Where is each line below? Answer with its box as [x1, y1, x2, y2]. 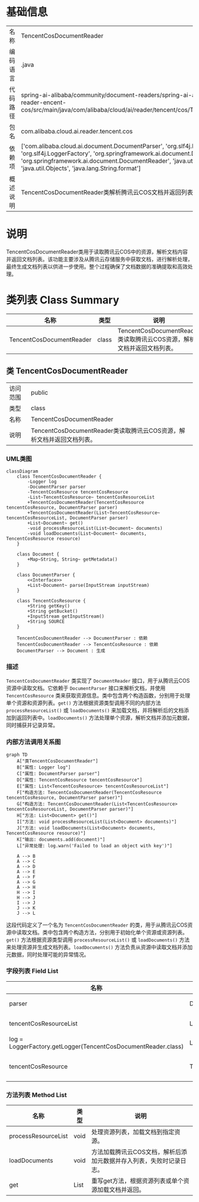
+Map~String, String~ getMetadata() [27, 556, 118, 563]
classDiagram [6, 468, 38, 474]
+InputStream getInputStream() [27, 613, 105, 619]
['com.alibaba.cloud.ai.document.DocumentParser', [21, 142, 165, 150]
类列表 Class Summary [6, 294, 120, 307]
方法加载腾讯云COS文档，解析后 [91, 1148, 182, 1156]
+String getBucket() [27, 608, 78, 614]
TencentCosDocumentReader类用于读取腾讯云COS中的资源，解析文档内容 [6, 248, 188, 255]
